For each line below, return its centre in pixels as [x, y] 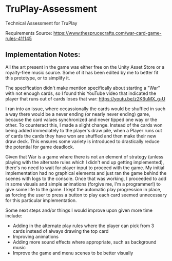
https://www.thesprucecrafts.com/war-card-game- [107, 33]
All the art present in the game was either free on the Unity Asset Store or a [85, 67]
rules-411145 [19, 38]
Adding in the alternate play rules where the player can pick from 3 [83, 226]
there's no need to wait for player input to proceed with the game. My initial [85, 168]
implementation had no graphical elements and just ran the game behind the [86, 173]
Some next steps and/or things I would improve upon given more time [79, 210]
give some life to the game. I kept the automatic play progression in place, [83, 189]
